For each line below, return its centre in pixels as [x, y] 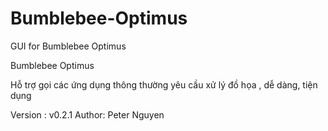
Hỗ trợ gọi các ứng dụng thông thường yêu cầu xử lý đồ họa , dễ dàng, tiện [164, 84]
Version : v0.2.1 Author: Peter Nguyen [87, 114]
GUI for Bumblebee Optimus [68, 46]
